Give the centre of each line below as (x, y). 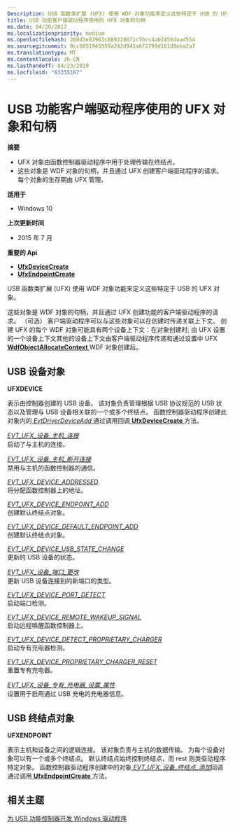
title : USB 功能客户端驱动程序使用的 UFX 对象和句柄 (77, 20)
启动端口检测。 (29, 604)
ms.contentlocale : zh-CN (43, 60)
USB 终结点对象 (41, 718)
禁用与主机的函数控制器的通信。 (53, 468)
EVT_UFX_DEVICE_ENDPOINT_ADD (58, 504)
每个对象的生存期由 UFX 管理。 (62, 180)
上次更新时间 (26, 223)
